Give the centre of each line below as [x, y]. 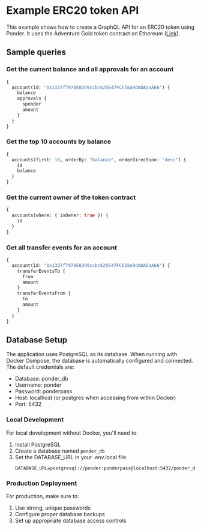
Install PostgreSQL [38, 444]
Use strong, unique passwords [53, 508]
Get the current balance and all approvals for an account [90, 70]
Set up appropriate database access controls [70, 520]
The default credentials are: [40, 367]
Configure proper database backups [60, 514]
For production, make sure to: [43, 496]
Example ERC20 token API [73, 10]
